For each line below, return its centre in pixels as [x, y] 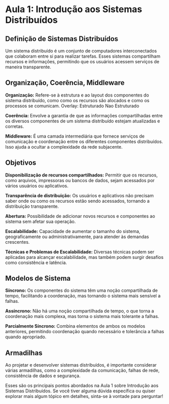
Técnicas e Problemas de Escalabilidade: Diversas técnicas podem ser [80, 252]
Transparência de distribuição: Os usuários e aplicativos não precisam [79, 195]
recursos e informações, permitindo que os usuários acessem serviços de [82, 61]
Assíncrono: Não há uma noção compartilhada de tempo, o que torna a [80, 311]
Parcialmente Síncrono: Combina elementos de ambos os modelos [75, 326]
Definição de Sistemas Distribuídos [62, 39]
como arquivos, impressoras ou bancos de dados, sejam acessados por [80, 180]
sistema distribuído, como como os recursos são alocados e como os [77, 100]
